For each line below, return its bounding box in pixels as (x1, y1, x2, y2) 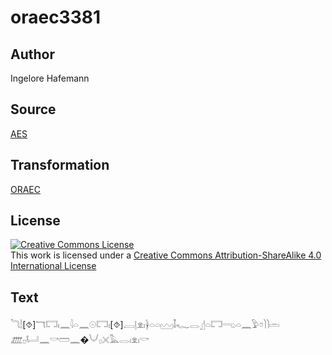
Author (10, 46, 55, 63)
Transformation (10, 157, 110, 174)
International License (10, 260, 97, 272)
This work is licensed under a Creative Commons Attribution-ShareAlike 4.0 (10, 249, 322, 261)
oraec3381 (10, 6, 102, 29)
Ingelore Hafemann (10, 72, 90, 84)
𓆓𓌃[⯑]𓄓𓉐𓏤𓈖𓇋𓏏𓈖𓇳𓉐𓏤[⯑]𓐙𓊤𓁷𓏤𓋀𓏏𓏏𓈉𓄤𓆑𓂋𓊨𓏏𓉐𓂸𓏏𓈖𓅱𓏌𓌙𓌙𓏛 (10, 319, 280, 331)
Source (10, 101, 57, 118)
